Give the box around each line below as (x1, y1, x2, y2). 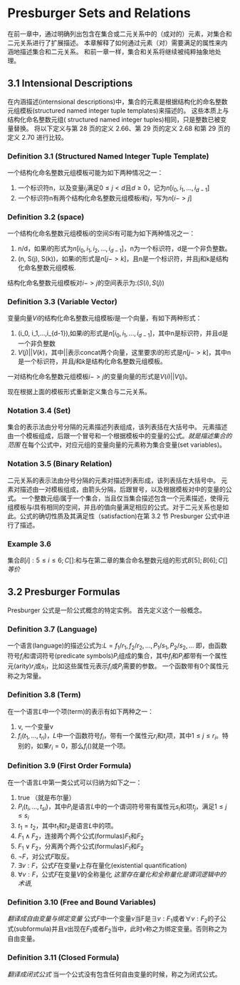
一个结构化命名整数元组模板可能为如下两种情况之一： (7, 168, 164, 177)
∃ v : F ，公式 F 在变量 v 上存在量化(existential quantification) (17, 861, 187, 869)
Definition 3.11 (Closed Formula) (7, 953, 120, 963)
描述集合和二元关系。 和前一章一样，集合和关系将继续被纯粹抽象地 (19, 47, 215, 56)
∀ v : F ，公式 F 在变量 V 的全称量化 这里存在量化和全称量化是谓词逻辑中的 (17, 869, 226, 879)
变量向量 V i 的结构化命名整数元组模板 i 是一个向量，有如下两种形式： (7, 314, 202, 323)
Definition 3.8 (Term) (7, 690, 81, 700)
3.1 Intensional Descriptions (7, 77, 133, 90)
